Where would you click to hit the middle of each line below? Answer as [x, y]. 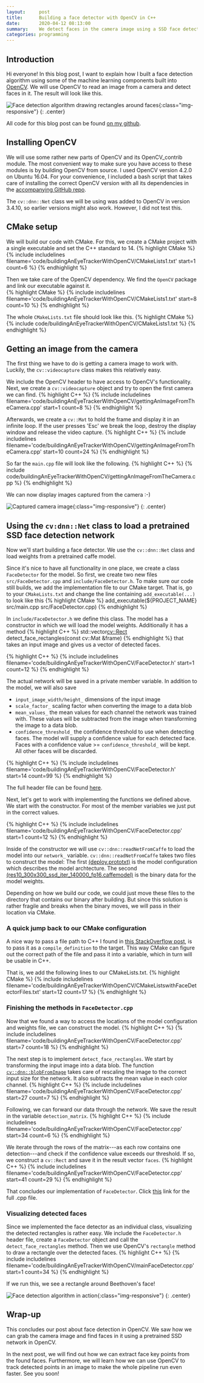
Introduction [30, 59]
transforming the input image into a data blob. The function [80, 1065]
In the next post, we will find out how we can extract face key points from [98, 1354]
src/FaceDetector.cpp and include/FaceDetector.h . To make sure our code [100, 581]
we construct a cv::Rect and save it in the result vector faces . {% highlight [99, 1160]
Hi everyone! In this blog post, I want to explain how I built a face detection [100, 74]
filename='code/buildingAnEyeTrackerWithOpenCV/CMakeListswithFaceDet [102, 986]
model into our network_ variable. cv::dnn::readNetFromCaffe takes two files [101, 855]
